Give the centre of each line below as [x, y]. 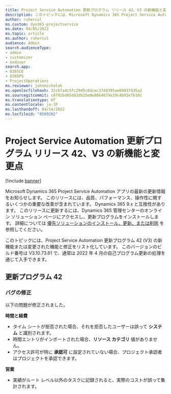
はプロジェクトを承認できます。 [46, 358]
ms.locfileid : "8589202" [32, 114]
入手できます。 [34, 259]
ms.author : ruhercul [27, 39]
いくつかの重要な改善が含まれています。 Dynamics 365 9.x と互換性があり [87, 204]
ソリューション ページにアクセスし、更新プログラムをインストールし [82, 216]
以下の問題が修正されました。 [36, 305]
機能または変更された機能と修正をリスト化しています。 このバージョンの [81, 246]
